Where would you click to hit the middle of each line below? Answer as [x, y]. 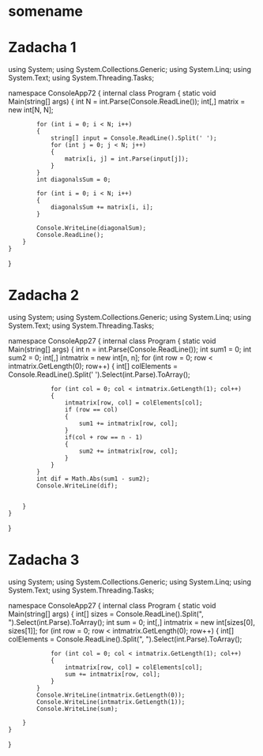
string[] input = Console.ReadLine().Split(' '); [133, 138]
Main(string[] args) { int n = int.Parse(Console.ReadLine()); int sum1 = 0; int [130, 349]
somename [46, 11]
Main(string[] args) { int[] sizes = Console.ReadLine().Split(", [106, 614]
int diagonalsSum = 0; [74, 180]
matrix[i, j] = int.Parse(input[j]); [127, 159]
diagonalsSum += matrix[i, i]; [102, 208]
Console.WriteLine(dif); [77, 486]
